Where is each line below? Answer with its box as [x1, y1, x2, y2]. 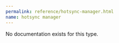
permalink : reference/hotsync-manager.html [5, 8, 114, 15]
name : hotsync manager [5, 14, 61, 20]
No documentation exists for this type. [5, 30, 98, 37]
